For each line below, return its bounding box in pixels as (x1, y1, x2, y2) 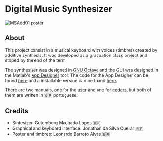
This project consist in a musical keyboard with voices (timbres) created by (5, 47, 158, 53)
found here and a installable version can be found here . (5, 77, 117, 83)
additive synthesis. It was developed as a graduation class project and (5, 52, 148, 58)
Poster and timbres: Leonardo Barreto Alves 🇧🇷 (12, 131, 110, 137)
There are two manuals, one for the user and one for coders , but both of (5, 87, 152, 93)
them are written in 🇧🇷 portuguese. (5, 92, 78, 98)
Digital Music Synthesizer (5, 3, 112, 15)
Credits (5, 107, 29, 115)
